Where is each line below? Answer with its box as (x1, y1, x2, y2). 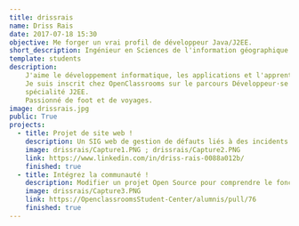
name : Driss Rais (9, 21, 74, 30)
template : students (9, 54, 82, 63)
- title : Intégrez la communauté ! (17, 170, 149, 179)
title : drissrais (9, 12, 74, 22)
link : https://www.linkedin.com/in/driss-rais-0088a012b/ (25, 153, 245, 163)
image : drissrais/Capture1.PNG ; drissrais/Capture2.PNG (25, 145, 241, 154)
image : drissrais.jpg (9, 104, 90, 113)
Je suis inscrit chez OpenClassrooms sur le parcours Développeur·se (25, 79, 289, 88)
